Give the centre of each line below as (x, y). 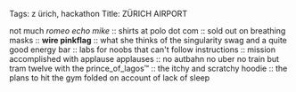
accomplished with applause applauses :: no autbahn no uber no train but (144, 59)
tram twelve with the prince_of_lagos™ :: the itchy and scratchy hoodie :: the (148, 68)
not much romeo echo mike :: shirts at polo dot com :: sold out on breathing (148, 31)
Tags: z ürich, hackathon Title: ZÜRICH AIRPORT (99, 14)
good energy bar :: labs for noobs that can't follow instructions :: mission (143, 50)
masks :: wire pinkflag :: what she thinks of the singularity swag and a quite (148, 40)
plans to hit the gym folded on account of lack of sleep (110, 78)
